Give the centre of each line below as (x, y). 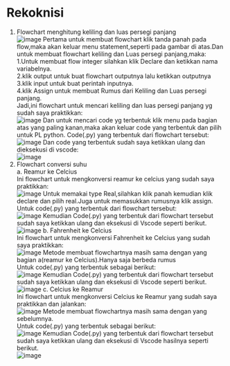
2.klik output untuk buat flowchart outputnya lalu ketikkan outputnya (114, 76)
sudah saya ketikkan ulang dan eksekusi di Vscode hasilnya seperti (112, 340)
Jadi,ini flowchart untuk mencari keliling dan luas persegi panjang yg (114, 105)
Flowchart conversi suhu (52, 164)
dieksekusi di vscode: (47, 149)
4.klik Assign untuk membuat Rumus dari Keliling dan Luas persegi (112, 91)
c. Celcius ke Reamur (73, 289)
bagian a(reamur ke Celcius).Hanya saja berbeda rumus (96, 259)
